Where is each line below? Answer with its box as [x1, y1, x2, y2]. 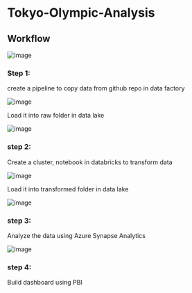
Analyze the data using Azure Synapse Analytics [7, 231, 146, 239]
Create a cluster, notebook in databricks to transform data [7, 158, 173, 166]
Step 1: [7, 68, 30, 78]
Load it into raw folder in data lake [7, 111, 105, 120]
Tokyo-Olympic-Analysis [7, 5, 155, 21]
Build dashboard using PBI [7, 278, 83, 287]
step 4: [7, 262, 32, 272]
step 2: [7, 142, 31, 152]
